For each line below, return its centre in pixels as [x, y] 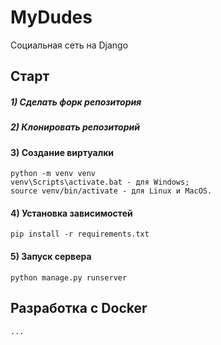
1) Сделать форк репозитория [76, 102]
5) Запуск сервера [51, 257]
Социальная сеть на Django [69, 45]
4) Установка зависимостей [71, 213]
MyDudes [51, 17]
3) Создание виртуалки [62, 152]
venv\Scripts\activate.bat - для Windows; [100, 182]
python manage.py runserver [69, 277]
